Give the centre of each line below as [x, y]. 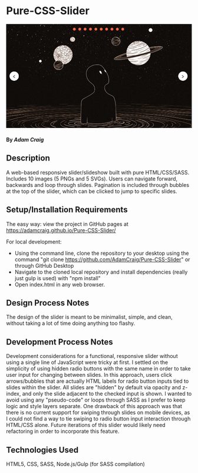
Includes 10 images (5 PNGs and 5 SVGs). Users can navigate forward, [92, 179]
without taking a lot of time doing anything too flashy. [71, 323]
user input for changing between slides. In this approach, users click [89, 375]
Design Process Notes [48, 303]
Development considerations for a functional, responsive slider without [92, 356]
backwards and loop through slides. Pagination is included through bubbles [98, 185]
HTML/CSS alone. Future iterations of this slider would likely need [86, 425]
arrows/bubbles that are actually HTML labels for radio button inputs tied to [98, 381]
